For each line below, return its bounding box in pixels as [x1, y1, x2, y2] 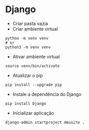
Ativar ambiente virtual [12, 54, 60, 60]
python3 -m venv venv [5, 44, 51, 49]
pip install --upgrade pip [5, 82, 62, 87]
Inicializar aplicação [12, 110, 54, 116]
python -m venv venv [5, 36, 49, 41]
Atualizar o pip [12, 72, 43, 79]
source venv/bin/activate [5, 63, 60, 68]
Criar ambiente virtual [12, 25, 58, 32]
